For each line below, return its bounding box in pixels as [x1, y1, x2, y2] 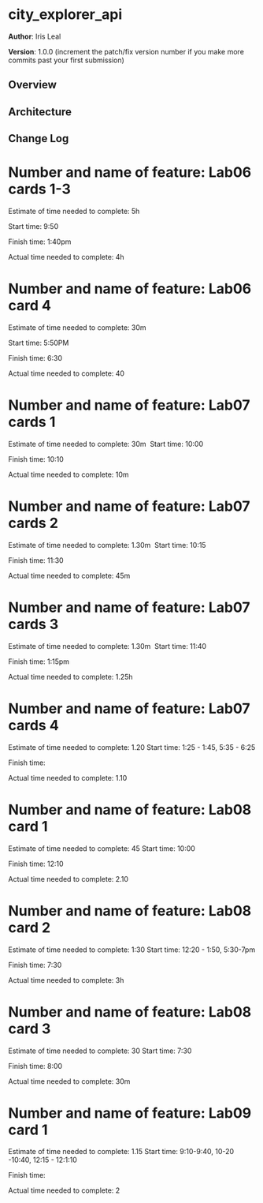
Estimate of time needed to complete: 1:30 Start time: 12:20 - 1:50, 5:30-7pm [8, 945, 256, 954]
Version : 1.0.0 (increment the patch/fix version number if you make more [8, 47, 244, 56]
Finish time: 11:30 [8, 555, 65, 565]
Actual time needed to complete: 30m [8, 1076, 131, 1086]
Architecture [8, 105, 72, 118]
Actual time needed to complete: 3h [8, 975, 124, 984]
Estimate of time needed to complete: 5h [8, 207, 140, 216]
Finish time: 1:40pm [8, 237, 72, 246]
